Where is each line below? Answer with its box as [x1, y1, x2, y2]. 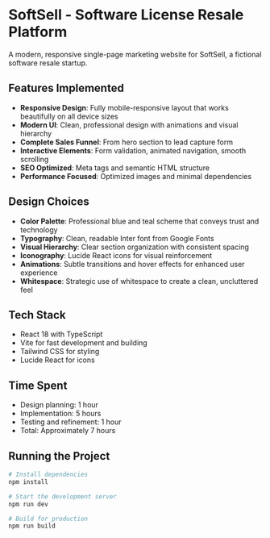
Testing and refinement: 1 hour [19, 417, 123, 427]
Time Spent [8, 378, 68, 392]
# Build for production [8, 515, 89, 523]
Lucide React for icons [19, 355, 95, 365]
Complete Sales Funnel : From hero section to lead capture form [19, 137, 234, 147]
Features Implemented [8, 81, 125, 95]
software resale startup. [8, 58, 88, 68]
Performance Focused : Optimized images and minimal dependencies [19, 171, 252, 181]
